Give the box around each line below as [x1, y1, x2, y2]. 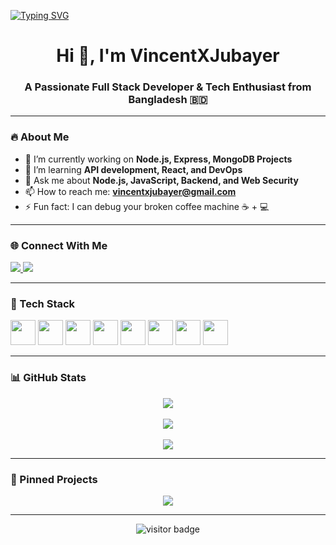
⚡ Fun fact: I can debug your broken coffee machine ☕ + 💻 [24, 200, 270, 212]
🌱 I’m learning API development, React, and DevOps [24, 163, 243, 175]
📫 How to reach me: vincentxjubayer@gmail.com [24, 185, 237, 197]
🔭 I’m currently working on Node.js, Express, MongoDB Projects [24, 153, 293, 165]
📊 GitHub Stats [10, 371, 87, 385]
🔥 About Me [10, 130, 70, 144]
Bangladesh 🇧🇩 [128, 93, 208, 107]
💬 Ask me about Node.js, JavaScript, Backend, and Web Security [24, 174, 299, 186]
